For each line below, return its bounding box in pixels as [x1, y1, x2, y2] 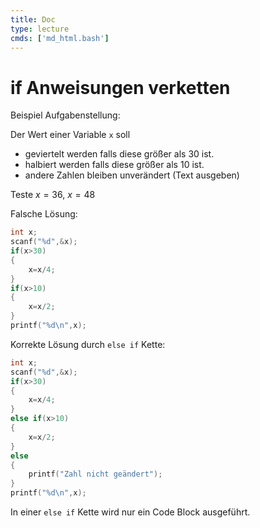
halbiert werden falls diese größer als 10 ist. [24, 159, 205, 171]
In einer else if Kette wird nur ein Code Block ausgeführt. [10, 506, 251, 518]
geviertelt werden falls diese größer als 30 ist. [24, 148, 215, 160]
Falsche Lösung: [10, 208, 78, 220]
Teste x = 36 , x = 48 [10, 189, 96, 201]
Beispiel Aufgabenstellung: [10, 109, 121, 121]
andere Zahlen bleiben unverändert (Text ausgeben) [24, 169, 240, 181]
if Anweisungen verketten [10, 76, 231, 99]
